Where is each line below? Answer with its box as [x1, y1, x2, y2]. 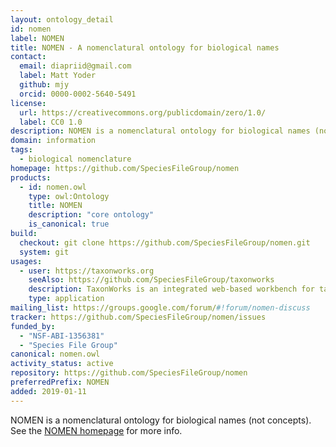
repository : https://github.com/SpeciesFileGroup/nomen [10, 368, 248, 378]
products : [10, 172, 52, 183]
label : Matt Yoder [19, 71, 97, 81]
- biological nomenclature [19, 154, 132, 164]
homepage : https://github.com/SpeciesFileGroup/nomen [10, 163, 240, 173]
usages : [10, 256, 43, 266]
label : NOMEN [10, 33, 65, 43]
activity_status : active [10, 359, 114, 369]
